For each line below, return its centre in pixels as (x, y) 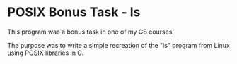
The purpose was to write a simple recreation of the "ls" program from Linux (118, 45)
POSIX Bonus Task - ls (74, 12)
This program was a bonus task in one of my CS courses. (91, 32)
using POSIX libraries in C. (46, 53)
